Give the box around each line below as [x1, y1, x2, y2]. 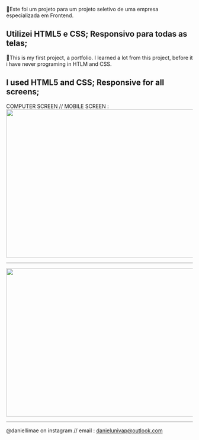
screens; [6, 87, 40, 97]
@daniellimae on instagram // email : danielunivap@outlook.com [6, 427, 163, 434]
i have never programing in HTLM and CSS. [6, 60, 112, 68]
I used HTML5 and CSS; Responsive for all [6, 78, 165, 88]
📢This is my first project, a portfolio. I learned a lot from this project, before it [6, 54, 193, 61]
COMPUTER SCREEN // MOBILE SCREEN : [6, 103, 110, 110]
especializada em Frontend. [6, 12, 74, 19]
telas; [6, 39, 28, 49]
